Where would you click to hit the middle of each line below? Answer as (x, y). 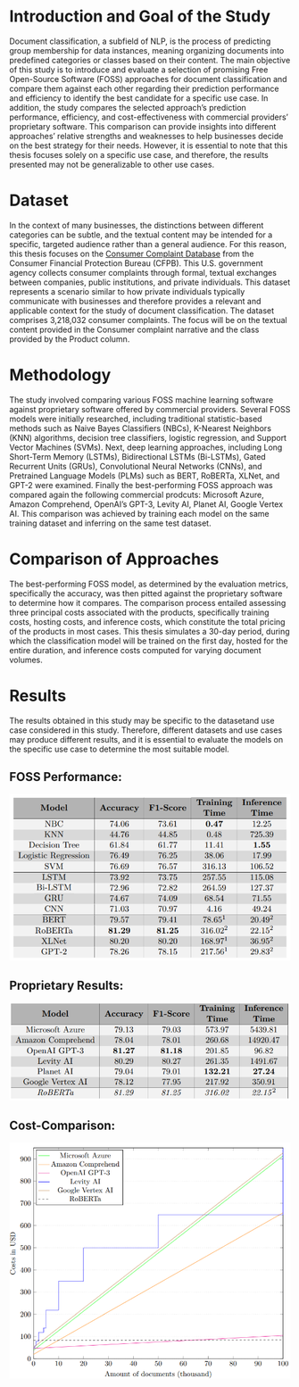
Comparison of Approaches (114, 559)
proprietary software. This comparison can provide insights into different (143, 126)
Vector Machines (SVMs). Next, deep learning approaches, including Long (146, 447)
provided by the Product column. (70, 339)
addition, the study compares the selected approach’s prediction (128, 107)
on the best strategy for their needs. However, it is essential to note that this (149, 145)
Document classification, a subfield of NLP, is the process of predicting (140, 41)
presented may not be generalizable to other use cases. (112, 164)
